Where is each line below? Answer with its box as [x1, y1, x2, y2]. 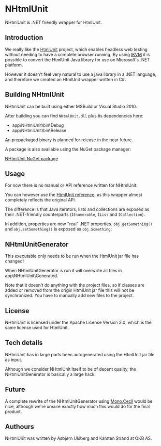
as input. [5, 357, 23, 363]
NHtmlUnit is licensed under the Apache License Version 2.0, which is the [5, 319, 152, 325]
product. [5, 409, 22, 414]
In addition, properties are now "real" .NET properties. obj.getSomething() [5, 221, 153, 227]
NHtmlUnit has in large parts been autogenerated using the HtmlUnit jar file [5, 351, 155, 357]
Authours [5, 423, 34, 431]
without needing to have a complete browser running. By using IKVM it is [5, 51, 150, 57]
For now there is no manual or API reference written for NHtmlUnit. [5, 182, 138, 188]
